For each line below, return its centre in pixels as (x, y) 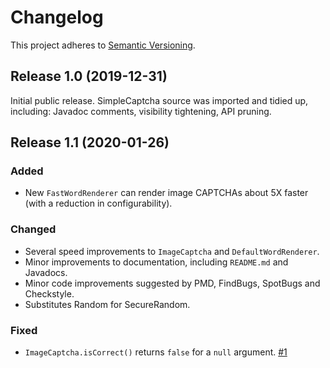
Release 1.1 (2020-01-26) (90, 142)
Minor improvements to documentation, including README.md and (156, 262)
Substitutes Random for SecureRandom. (107, 304)
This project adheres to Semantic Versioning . (103, 45)
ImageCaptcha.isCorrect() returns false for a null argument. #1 (156, 352)
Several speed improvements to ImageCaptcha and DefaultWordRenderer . (172, 251)
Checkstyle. (49, 293)
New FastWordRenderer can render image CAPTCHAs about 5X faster (166, 193)
